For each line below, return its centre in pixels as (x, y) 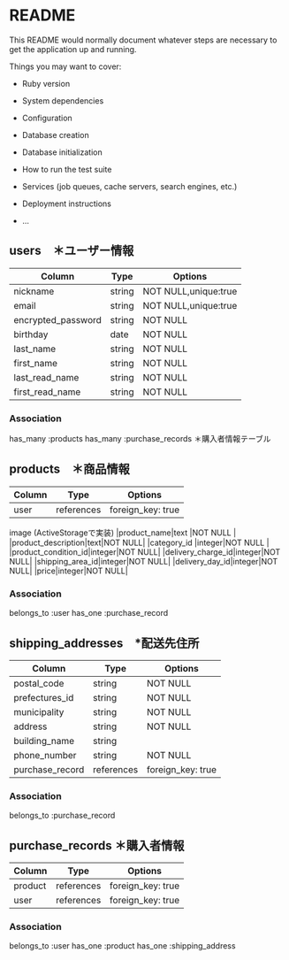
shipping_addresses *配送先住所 (104, 643)
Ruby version (46, 83)
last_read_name (46, 377)
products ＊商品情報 (70, 469)
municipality (39, 711)
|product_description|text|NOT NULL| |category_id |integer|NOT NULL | (139, 542)
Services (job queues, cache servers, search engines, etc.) (129, 186)
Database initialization (62, 152)
